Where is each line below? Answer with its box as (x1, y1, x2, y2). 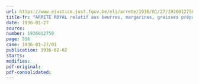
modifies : (6, 58, 31, 64)
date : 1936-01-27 (6, 20, 49, 25)
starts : (6, 53, 25, 59)
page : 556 (6, 36, 31, 42)
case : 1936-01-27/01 (6, 42, 57, 48)
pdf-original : (6, 63, 41, 70)
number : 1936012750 (6, 31, 54, 37)
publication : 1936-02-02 (6, 47, 68, 53)
